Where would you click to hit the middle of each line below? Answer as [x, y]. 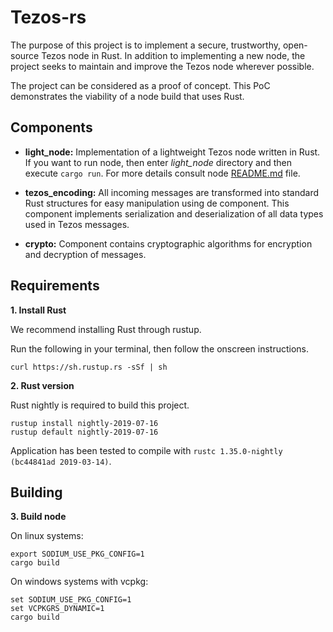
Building [36, 492]
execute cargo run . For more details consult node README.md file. [162, 173]
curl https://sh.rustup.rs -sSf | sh [89, 367]
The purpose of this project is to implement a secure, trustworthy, [145, 45]
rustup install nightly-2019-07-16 [84, 423]
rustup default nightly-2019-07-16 [84, 432]
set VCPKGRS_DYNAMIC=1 [57, 609]
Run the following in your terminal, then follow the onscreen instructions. [160, 348]
